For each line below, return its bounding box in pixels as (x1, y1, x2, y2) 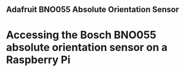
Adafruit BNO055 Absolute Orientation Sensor (6, 5, 179, 15)
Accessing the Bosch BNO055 (6, 28, 157, 42)
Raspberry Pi (6, 53, 70, 66)
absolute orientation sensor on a (6, 40, 168, 54)
